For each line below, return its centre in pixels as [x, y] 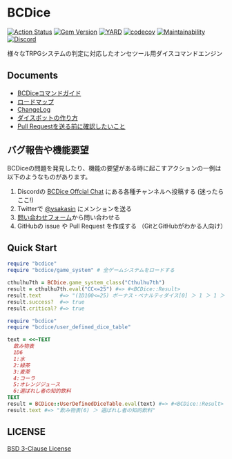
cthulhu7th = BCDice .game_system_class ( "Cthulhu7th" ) [86, 283]
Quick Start [32, 247]
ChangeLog [34, 109]
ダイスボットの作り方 [47, 117]
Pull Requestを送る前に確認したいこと [71, 126]
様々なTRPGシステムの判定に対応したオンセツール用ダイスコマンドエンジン [115, 53]
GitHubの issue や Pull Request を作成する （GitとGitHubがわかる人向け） [122, 226]
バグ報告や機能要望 [48, 150]
